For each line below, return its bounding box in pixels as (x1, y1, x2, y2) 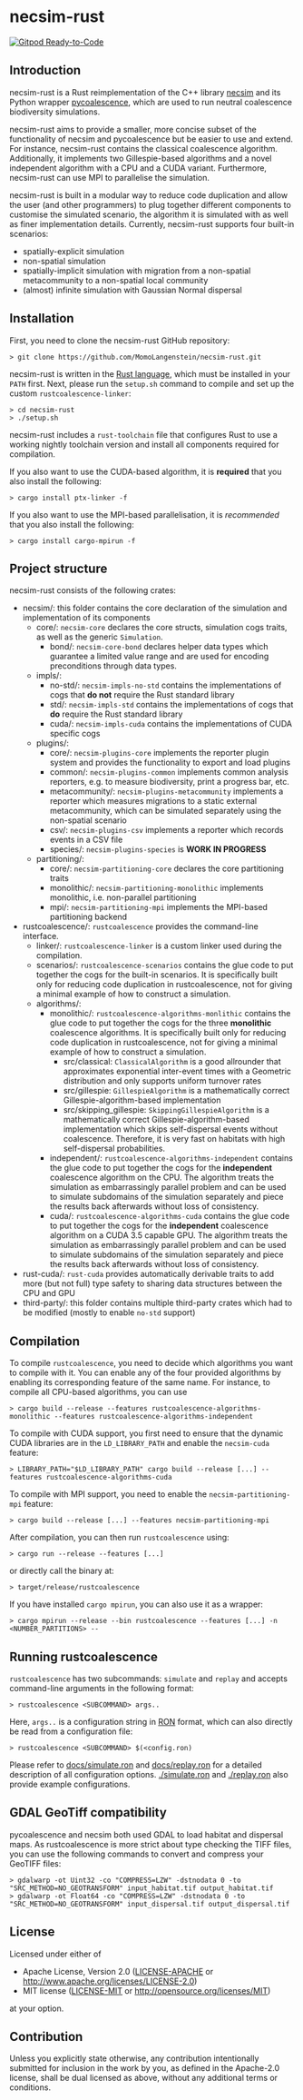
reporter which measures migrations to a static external (49, 796, 257, 807)
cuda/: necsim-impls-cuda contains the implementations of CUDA (49, 718, 293, 729)
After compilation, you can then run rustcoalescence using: (9, 1532, 230, 1543)
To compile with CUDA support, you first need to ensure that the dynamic (9, 1428, 284, 1439)
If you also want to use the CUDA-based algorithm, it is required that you (9, 466, 282, 477)
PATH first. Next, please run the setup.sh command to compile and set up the (9, 378, 295, 389)
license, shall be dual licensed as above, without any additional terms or (9, 2073, 279, 2084)
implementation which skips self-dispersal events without (63, 1124, 279, 1134)
